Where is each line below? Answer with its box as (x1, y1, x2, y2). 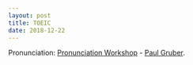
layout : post (8, 11, 51, 20)
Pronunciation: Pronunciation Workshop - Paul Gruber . (8, 48, 186, 58)
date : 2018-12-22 (8, 26, 66, 34)
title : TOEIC (8, 19, 51, 27)
